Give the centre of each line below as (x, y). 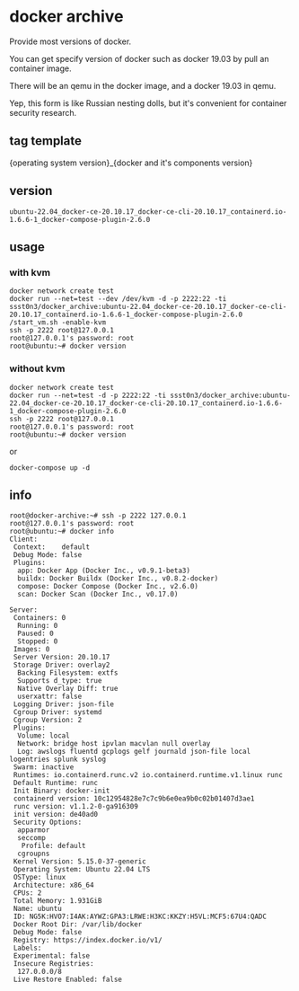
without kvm (37, 368)
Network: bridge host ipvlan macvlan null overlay (114, 744)
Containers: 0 (40, 618)
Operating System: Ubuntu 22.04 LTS (82, 870)
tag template (46, 141)
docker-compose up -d (50, 468)
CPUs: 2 (27, 893)
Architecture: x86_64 (53, 885)
